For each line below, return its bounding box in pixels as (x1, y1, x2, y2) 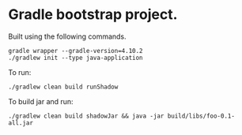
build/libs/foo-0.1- (167, 112, 236, 120)
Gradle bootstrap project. (8, 6, 178, 24)
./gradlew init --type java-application (8, 54, 144, 62)
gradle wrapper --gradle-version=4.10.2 (8, 47, 144, 54)
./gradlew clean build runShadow (8, 83, 119, 91)
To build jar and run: (8, 96, 74, 106)
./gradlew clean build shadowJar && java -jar (8, 112, 164, 120)
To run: (8, 67, 32, 77)
